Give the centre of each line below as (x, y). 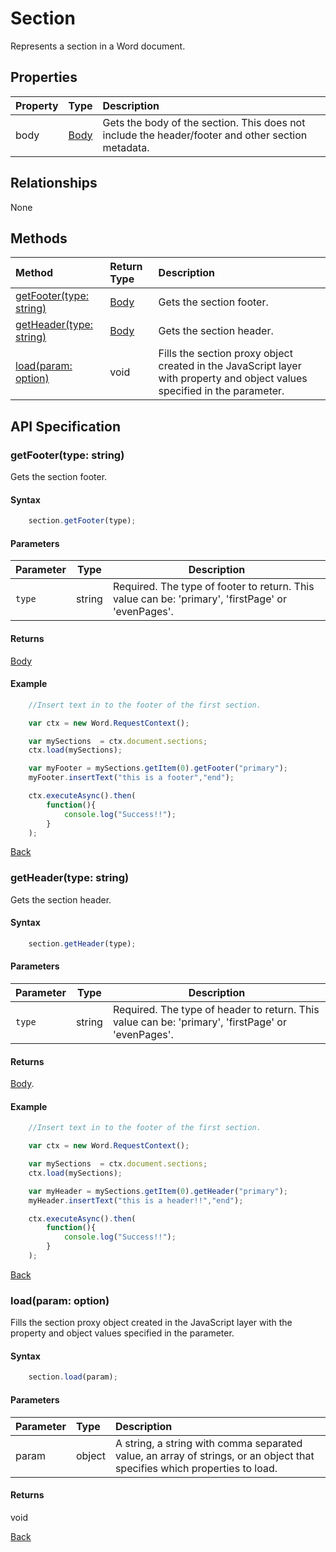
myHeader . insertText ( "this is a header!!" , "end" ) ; (136, 1200)
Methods (39, 238)
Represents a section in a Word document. (98, 46)
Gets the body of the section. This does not (204, 122)
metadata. (126, 147)
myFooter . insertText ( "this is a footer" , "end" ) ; (131, 778)
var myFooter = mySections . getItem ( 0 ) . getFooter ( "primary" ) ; (158, 768)
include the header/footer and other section (205, 135)
